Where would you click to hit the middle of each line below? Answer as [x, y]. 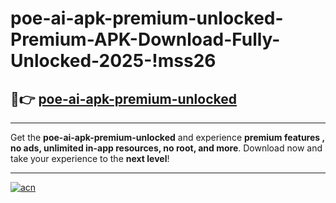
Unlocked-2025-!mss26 [113, 61]
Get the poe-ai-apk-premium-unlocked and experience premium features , [167, 137]
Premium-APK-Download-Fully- [145, 39]
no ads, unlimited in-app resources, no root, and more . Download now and [166, 148]
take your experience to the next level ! [90, 158]
